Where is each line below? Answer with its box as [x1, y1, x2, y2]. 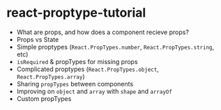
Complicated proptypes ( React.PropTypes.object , [16, 65, 160, 73]
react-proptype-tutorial [6, 5, 146, 21]
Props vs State [16, 35, 59, 43]
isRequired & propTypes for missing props [16, 57, 138, 65]
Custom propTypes [16, 94, 72, 102]
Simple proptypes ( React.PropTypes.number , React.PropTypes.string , [16, 42, 214, 51]
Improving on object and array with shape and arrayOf [16, 87, 172, 95]
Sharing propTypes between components [16, 79, 134, 88]
